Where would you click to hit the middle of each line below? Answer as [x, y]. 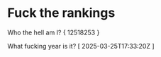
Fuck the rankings [61, 13]
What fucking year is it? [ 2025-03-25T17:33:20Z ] [81, 46]
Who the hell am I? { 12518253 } [54, 32]
